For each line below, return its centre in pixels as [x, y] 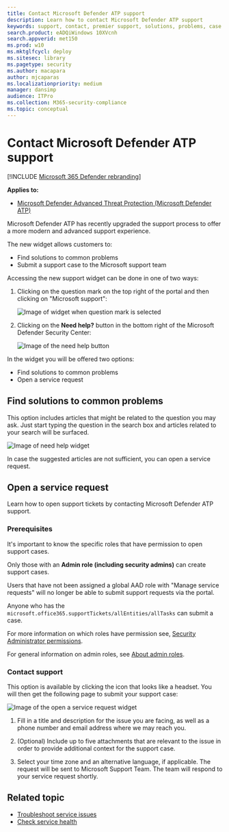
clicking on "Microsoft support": [62, 298]
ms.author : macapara [37, 71]
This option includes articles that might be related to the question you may [112, 417]
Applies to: [23, 190]
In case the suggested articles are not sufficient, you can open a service [109, 458]
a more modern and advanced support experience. [79, 231]
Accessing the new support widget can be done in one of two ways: [103, 278]
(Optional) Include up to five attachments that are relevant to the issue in [119, 741]
